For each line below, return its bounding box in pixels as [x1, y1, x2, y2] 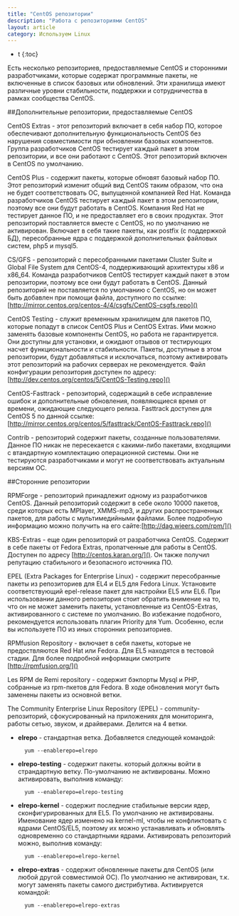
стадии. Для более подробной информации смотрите [7, 654, 171, 663]
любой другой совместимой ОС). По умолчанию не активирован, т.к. [17, 873, 230, 882]
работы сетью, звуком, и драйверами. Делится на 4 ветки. [7, 720, 188, 728]
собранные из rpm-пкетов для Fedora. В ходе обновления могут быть [7, 683, 220, 692]
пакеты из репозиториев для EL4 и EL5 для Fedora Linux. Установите [7, 579, 217, 589]
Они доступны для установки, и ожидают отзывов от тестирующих [7, 337, 212, 346]
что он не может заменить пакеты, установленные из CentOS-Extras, [7, 602, 218, 611]
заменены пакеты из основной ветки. [7, 691, 122, 699]
